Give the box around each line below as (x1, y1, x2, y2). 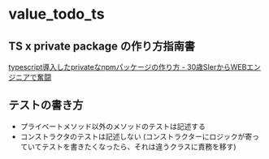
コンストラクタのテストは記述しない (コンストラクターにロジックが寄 (20, 131, 253, 141)
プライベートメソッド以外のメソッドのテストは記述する (20, 121, 206, 131)
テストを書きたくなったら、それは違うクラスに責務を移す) (41, 141, 237, 151)
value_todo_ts (8, 5, 105, 24)
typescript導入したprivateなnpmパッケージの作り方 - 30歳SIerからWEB (8, 62, 247, 71)
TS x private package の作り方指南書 (8, 39, 196, 53)
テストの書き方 (8, 98, 84, 112)
